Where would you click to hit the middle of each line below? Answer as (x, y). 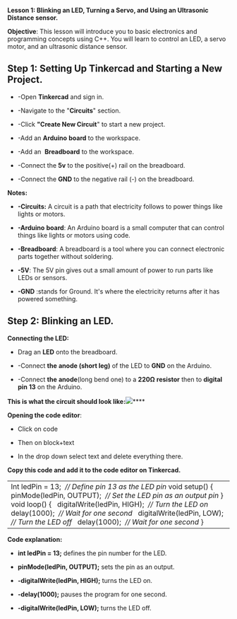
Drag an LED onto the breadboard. (67, 352)
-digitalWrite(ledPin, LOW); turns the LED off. (84, 608)
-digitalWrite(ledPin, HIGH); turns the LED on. (85, 580)
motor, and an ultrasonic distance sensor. (67, 46)
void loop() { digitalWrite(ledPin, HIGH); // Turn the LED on (110, 504)
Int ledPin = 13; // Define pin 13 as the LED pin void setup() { (112, 486)
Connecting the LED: (38, 338)
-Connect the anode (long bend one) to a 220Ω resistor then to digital (120, 379)
